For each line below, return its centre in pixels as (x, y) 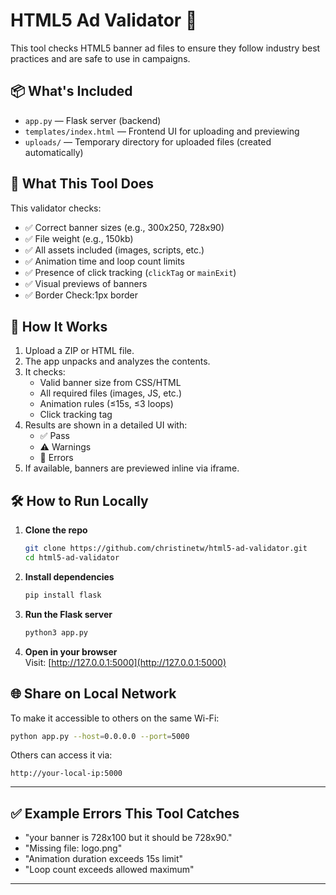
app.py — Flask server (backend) (93, 120)
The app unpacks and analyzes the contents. (117, 361)
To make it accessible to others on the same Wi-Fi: (115, 718)
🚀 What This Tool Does (82, 184)
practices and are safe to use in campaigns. (100, 58)
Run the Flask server (68, 614)
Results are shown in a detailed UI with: (106, 425)
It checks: (45, 372)
